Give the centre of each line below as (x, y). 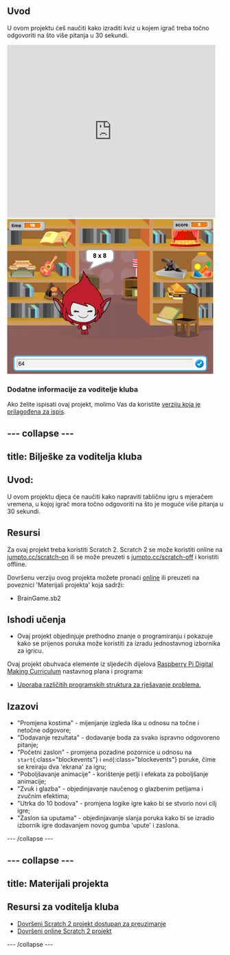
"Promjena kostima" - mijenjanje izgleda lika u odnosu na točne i (108, 723)
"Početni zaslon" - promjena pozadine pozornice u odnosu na (104, 752)
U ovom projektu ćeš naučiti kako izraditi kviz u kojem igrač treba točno (108, 28)
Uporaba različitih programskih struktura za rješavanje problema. (109, 685)
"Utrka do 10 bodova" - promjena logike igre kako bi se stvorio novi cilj (117, 804)
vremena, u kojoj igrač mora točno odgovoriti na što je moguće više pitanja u (115, 504)
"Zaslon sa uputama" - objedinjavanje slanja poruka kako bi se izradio (116, 818)
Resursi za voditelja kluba (63, 907)
